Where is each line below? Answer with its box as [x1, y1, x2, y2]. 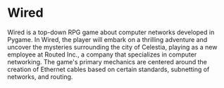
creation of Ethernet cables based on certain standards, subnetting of [7, 65, 210, 73]
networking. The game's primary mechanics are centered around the [7, 57, 208, 66]
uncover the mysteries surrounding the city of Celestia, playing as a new [7, 43, 218, 51]
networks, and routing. [7, 72, 73, 81]
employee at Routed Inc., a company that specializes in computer [7, 50, 197, 59]
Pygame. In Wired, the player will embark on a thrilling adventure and [7, 35, 208, 43]
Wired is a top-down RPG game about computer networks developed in [7, 28, 215, 36]
